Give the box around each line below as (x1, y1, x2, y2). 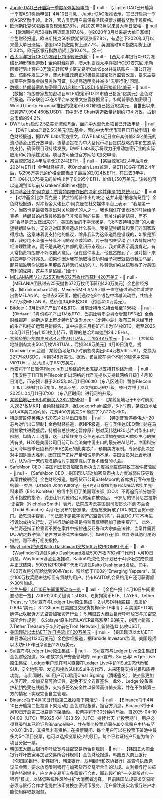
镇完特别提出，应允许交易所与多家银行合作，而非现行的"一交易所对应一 (9, 770, 154, 776)
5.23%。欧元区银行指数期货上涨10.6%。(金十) (9, 48, 103, 53)
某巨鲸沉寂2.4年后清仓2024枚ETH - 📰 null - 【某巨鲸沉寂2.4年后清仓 (9, 158, 148, 164)
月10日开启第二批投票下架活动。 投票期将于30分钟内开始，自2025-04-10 (9, 709, 157, 715)
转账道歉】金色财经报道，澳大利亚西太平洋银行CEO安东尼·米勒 (26, 60, 153, 66)
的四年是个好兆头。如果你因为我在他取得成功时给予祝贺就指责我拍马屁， (9, 256, 156, 262)
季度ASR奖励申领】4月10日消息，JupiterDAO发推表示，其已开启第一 (14, 11, 152, 17)
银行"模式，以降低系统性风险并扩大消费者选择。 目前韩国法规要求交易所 (9, 776, 155, 782)
